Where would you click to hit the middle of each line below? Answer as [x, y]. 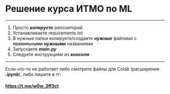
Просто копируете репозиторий [47, 27]
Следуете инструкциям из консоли [51, 54]
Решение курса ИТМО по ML [69, 9]
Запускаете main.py [34, 49]
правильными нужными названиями [53, 43]
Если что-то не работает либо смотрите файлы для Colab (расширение [82, 69]
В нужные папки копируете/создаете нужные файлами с [74, 38]
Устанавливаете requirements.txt [48, 33]
